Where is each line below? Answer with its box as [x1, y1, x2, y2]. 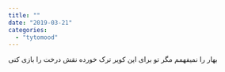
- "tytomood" [15, 33, 59, 41]
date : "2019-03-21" [8, 19, 73, 27]
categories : [8, 26, 48, 34]
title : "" [8, 11, 41, 20]
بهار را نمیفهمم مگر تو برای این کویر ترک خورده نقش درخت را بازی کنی [8, 55, 218, 64]
